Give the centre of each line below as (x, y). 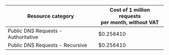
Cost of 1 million (130, 10)
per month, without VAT (130, 22)
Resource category (51, 16)
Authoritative (23, 37)
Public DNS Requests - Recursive (48, 45)
